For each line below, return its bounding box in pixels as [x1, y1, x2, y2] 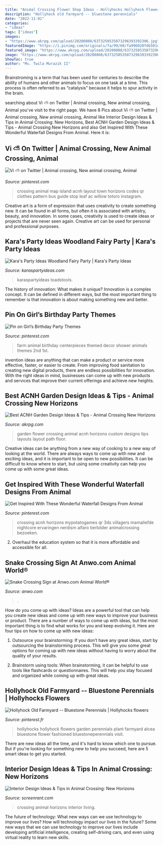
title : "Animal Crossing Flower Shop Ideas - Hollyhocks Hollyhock [5, 7, 145, 12]
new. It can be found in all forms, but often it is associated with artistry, [5, 207, 147, 214]
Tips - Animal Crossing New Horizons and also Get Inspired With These [5, 124, 148, 130]
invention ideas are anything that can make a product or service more [5, 357, 144, 362]
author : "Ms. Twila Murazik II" [5, 61, 70, 66]
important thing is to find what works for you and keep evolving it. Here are [5, 623, 155, 628]
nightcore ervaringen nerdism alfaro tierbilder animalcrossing [16, 525, 140, 531]
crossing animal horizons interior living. [16, 804, 96, 810]
